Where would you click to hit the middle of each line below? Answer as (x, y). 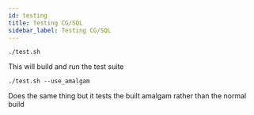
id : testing (28, 15)
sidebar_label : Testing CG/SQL (60, 30)
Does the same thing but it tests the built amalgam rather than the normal (127, 96)
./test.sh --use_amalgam (49, 81)
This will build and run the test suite (66, 67)
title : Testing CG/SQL (45, 23)
